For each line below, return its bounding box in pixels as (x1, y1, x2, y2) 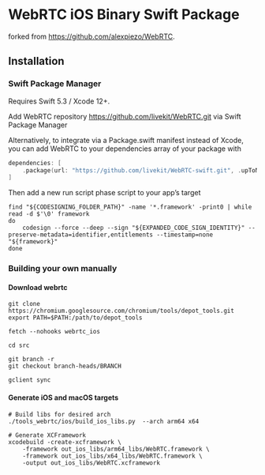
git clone (8, 300, 41, 308)
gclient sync (8, 376, 51, 384)
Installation (8, 55, 65, 68)
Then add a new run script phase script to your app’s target (8, 188, 201, 198)
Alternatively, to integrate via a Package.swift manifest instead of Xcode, (8, 135, 244, 145)
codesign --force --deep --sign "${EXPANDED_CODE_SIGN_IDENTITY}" (22, 224, 245, 232)
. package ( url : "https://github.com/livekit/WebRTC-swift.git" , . (22, 166, 242, 175)
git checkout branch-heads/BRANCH (8, 362, 122, 371)
